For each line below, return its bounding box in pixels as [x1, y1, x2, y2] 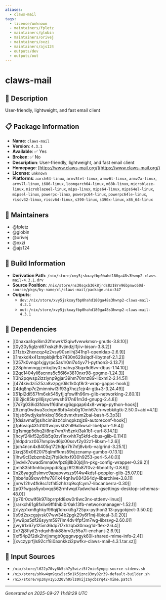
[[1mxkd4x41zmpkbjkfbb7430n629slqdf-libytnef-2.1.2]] [12, 354, 125, 360]
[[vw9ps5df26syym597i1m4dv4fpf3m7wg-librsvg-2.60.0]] [12, 517, 132, 523]
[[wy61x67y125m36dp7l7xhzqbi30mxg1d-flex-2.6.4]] [12, 522, 121, 528]
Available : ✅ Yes [12, 149, 47, 154]
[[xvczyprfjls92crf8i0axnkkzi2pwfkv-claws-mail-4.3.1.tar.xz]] [12, 538, 137, 544]
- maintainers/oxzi [9, 40, 50, 45]
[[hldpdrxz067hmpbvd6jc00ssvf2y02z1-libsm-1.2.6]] [12, 438, 121, 444]
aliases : [5, 7, 23, 12]
